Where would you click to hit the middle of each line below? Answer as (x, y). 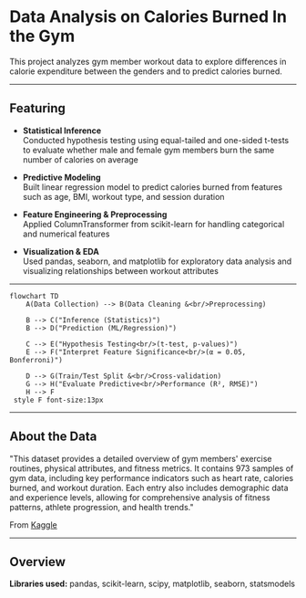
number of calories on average (81, 159)
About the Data (53, 437)
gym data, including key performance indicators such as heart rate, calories (152, 477)
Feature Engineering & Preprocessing (95, 214)
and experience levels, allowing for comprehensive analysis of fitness (140, 497)
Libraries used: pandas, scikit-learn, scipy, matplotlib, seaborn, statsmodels (153, 584)
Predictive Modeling (62, 177)
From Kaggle (33, 525)
